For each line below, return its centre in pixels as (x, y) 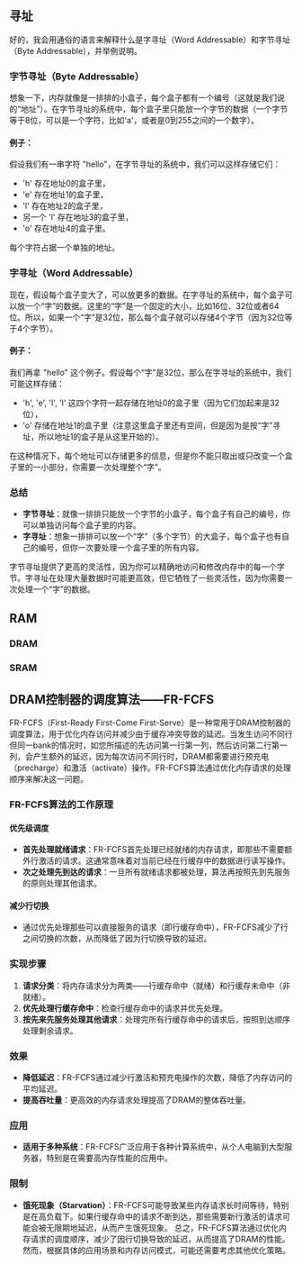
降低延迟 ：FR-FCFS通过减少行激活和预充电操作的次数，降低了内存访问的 (157, 1078)
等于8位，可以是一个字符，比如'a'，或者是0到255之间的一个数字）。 (134, 121)
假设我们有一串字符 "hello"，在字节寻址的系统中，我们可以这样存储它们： (145, 164)
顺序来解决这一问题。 (49, 779)
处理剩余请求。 (50, 1031)
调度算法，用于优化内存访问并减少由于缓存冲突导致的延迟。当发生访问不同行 (151, 734)
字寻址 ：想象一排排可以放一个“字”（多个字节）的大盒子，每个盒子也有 (152, 537)
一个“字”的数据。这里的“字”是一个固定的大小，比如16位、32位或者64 (152, 305)
